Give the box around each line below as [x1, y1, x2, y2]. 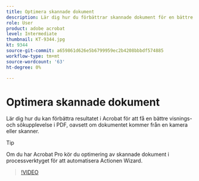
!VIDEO [20, 168, 39, 176]
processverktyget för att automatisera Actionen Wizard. [6, 157, 143, 164]
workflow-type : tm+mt [6, 53, 60, 59]
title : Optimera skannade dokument [6, 8, 95, 15]
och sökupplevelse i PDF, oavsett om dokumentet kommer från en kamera [6, 121, 188, 128]
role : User [6, 20, 33, 26]
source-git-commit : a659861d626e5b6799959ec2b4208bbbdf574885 [6, 48, 164, 54]
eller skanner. [6, 128, 40, 135]
